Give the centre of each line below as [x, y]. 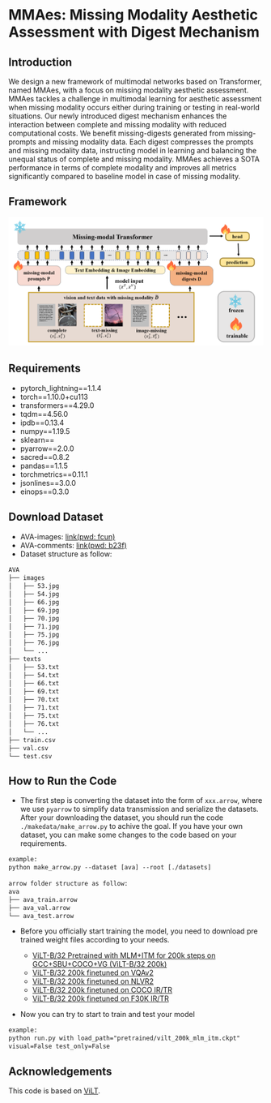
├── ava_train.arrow [43, 900]
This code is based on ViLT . [55, 1091]
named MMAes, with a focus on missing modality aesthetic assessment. [129, 90]
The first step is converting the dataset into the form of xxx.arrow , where [141, 800]
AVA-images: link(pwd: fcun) [68, 536]
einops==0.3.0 [44, 491]
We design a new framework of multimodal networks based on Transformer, [135, 82]
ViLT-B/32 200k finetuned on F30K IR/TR [101, 998]
